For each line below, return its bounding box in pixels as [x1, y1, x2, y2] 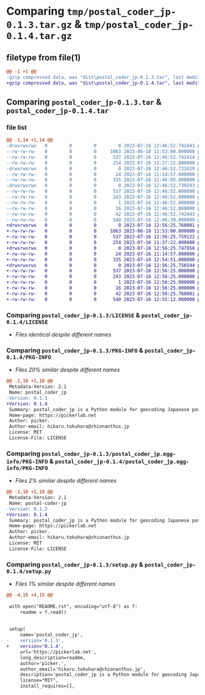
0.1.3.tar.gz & [6, 17, 82, 31]
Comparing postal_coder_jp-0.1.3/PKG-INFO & [6, 346, 143, 354]
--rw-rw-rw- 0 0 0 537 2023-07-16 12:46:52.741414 [6, 154, 195, 160]
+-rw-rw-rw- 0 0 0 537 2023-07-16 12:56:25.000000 [6, 268, 195, 274]
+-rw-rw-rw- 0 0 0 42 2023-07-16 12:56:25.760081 [6, 291, 195, 297]
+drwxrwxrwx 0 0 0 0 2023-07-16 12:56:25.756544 [6, 262, 195, 269]
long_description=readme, [20, 655, 86, 661]
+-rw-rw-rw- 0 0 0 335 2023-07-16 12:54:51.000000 [6, 256, 195, 262]
